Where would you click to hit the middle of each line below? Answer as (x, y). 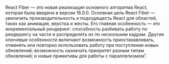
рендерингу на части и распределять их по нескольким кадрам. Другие (85, 34)
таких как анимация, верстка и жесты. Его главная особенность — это (83, 23)
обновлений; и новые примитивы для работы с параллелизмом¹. (76, 56)
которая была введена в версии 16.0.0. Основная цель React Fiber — (80, 13)
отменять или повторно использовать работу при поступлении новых (82, 45)
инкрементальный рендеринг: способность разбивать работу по (76, 29)
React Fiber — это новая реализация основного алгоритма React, (77, 7)
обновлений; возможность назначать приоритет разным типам (75, 51)
